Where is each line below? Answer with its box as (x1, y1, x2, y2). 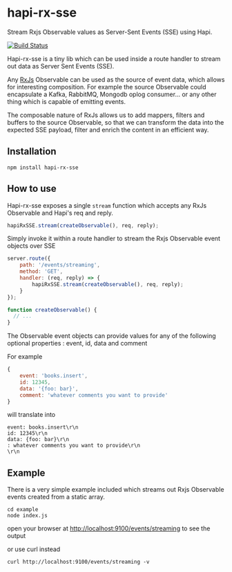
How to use (7, 183, 57, 195)
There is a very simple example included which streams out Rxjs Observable (7, 485, 224, 494)
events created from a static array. (7, 493, 105, 501)
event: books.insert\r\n (7, 424, 79, 431)
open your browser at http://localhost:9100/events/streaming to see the (7, 524, 211, 533)
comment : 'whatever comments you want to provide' (19, 391, 168, 399)
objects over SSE (7, 242, 56, 250)
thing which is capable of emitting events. (7, 97, 126, 105)
